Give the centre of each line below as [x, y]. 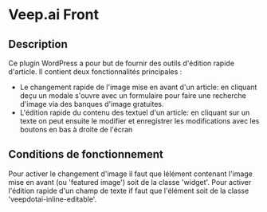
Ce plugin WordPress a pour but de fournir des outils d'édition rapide [122, 63]
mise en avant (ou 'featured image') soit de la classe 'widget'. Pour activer [130, 182]
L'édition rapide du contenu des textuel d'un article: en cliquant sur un [135, 112]
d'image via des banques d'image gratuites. [92, 104]
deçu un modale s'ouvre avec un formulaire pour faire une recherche [133, 96]
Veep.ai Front [54, 15]
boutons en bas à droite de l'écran [76, 130]
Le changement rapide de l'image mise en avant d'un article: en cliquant [138, 87]
